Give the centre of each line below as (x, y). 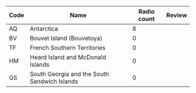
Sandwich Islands (54, 81)
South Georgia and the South (70, 74)
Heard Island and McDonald (68, 57)
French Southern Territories (68, 48)
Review (176, 15)
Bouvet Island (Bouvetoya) (66, 38)
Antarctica (44, 29)
